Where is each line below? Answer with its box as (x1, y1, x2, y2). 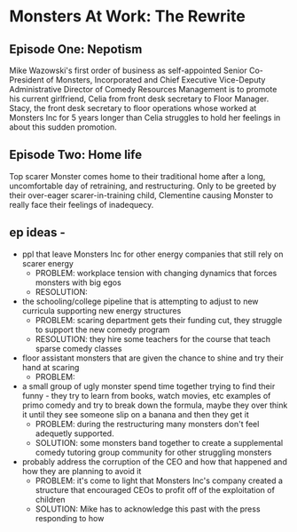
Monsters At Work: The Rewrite (9, 6, 246, 27)
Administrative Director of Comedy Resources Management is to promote (9, 84, 277, 94)
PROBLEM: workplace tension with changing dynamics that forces (35, 267, 277, 278)
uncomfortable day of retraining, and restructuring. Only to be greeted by (9, 180, 277, 191)
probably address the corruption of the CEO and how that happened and (21, 456, 288, 467)
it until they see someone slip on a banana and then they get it (21, 409, 250, 419)
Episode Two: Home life (9, 147, 143, 163)
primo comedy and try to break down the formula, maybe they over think (21, 400, 288, 410)
